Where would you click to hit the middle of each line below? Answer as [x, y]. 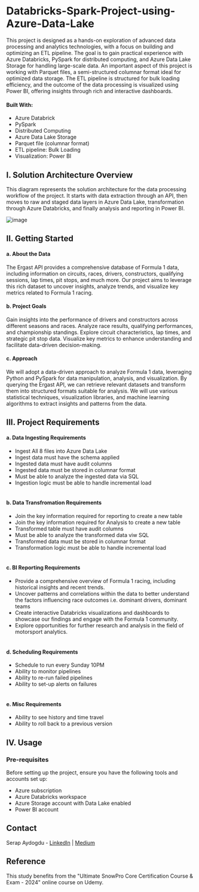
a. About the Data [28, 254]
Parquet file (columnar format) [52, 143]
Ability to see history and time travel [59, 718]
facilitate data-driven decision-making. [54, 345]
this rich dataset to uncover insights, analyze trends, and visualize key [93, 286]
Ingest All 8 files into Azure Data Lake [61, 451]
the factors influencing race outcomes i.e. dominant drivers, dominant [101, 600]
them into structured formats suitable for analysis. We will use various [92, 391]
